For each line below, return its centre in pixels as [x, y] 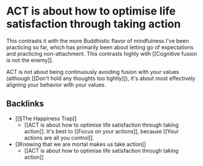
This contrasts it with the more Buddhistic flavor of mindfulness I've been [98, 41]
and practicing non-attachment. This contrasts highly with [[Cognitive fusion [102, 53]
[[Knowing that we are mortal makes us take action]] [81, 144]
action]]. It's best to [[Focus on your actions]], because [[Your [101, 131]
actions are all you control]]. [59, 138]
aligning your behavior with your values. [56, 85]
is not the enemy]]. [30, 60]
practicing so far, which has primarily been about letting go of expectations [100, 47]
